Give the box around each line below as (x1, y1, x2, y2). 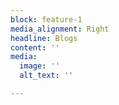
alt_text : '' (19, 71, 74, 81)
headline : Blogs (10, 33, 78, 43)
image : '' (19, 61, 60, 71)
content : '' (10, 42, 60, 53)
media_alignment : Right (10, 24, 110, 34)
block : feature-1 (10, 14, 83, 25)
